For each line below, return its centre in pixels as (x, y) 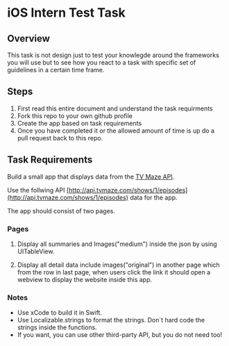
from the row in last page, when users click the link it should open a (114, 272)
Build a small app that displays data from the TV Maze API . (91, 176)
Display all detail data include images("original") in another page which (118, 265)
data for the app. (154, 197)
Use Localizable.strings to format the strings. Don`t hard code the (111, 320)
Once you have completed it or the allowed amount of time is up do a (116, 131)
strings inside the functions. (57, 327)
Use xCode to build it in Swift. (60, 313)
